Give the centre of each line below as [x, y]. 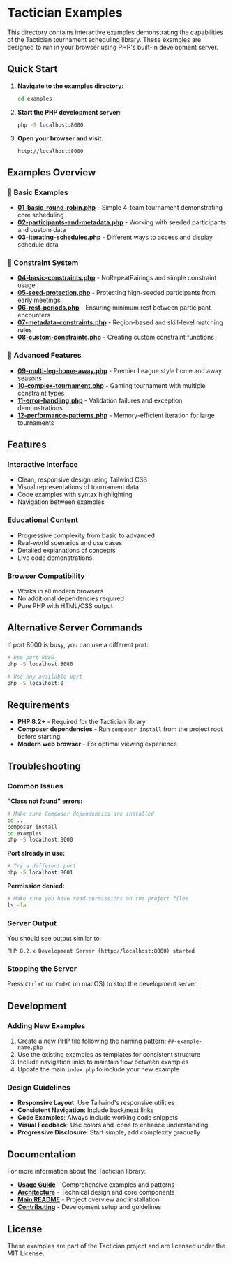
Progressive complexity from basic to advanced [86, 535]
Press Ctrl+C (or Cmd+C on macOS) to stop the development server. [103, 984]
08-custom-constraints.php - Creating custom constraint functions [116, 338]
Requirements [38, 705]
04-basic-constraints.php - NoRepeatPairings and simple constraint [117, 278]
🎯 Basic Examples [38, 192]
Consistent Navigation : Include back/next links [85, 1110]
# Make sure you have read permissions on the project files [98, 899]
